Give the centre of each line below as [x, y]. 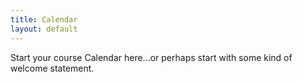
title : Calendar [44, 19]
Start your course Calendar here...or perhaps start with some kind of [151, 57]
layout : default [44, 29]
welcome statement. [52, 68]
